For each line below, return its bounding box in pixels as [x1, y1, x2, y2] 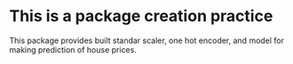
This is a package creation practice [9, 6, 273, 26]
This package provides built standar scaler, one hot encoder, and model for [9, 35, 285, 46]
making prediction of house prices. [9, 44, 138, 54]
